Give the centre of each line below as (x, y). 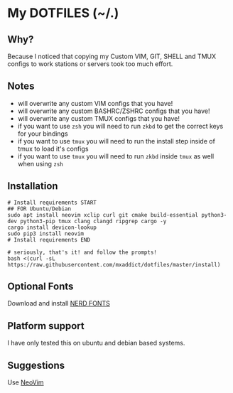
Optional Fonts (40, 287)
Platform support (46, 326)
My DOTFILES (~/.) (63, 13)
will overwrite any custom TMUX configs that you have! (98, 118)
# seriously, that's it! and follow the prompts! (82, 252)
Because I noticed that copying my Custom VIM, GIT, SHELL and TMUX (112, 56)
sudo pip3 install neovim (45, 233)
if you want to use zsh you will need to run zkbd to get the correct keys (120, 126)
